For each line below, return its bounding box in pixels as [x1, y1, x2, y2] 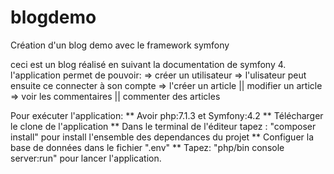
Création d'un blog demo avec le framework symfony [10, 39, 230, 51]
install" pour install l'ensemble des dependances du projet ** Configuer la [10, 131, 315, 143]
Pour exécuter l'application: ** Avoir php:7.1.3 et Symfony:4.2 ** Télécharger [10, 109, 324, 121]
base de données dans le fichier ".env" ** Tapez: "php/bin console [10, 141, 285, 153]
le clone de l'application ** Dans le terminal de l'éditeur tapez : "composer [10, 120, 317, 132]
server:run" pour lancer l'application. [10, 152, 162, 164]
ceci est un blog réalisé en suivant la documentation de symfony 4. [10, 58, 287, 70]
